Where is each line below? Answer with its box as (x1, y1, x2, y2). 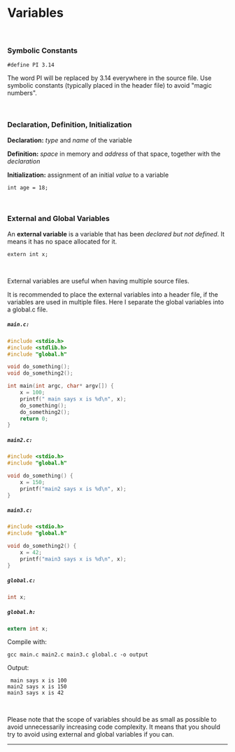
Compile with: (7, 638, 48, 646)
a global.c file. (7, 305, 48, 314)
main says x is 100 (10, 677, 68, 685)
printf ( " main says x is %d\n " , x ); (20, 395, 127, 403)
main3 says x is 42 (7, 690, 64, 697)
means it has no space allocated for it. (7, 237, 117, 246)
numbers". (7, 89, 37, 98)
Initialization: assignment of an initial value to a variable (7, 170, 169, 179)
